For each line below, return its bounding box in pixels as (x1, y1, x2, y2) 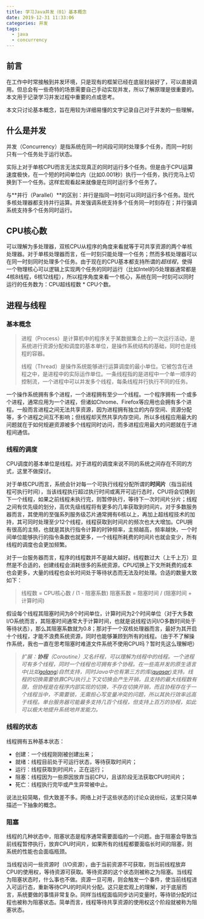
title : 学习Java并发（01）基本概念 (6, 8, 87, 15)
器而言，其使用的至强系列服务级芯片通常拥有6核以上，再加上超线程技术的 (6, 511, 190, 518)
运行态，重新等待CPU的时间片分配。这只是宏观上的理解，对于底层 (16, 883, 182, 891)
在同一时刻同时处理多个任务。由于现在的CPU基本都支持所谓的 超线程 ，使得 (6, 258, 192, 265)
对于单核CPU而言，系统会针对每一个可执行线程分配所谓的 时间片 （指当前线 (6, 481, 192, 488)
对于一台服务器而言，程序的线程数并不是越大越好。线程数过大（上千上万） (6, 554, 192, 561)
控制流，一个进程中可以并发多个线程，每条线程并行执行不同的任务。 (21, 378, 191, 385)
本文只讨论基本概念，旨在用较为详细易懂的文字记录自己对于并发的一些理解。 (6, 106, 197, 113)
